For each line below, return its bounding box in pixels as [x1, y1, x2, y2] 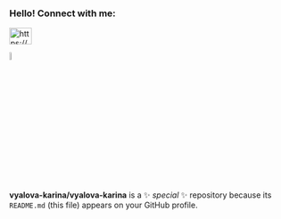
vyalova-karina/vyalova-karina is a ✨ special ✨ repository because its [9, 190, 272, 200]
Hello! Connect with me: [9, 7, 116, 20]
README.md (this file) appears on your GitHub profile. [9, 199, 198, 211]
